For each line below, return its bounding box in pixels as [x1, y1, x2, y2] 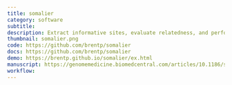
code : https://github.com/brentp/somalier [7, 42, 131, 49]
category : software [7, 16, 64, 23]
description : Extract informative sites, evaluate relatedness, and [7, 29, 209, 36]
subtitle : [7, 23, 36, 29]
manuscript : [7, 61, 41, 68]
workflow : [7, 67, 36, 74]
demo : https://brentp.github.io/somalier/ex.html [7, 55, 153, 62]
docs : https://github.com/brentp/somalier [7, 49, 131, 56]
